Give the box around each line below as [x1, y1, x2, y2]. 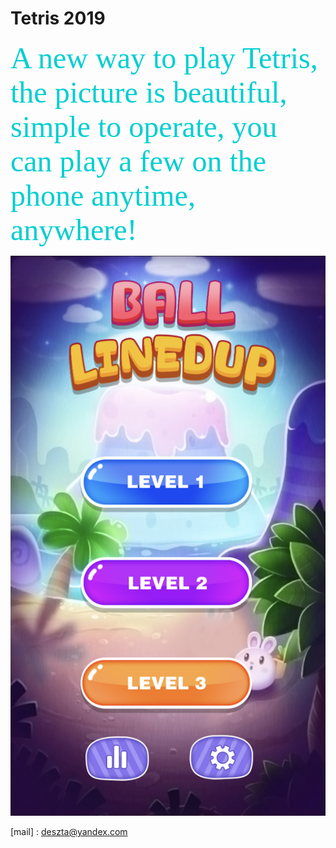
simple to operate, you [10, 109, 278, 144]
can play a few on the [10, 143, 267, 178]
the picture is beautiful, [10, 75, 288, 109]
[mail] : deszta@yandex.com [10, 825, 128, 837]
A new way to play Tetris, [10, 40, 318, 75]
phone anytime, [10, 178, 196, 212]
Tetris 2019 [10, 7, 106, 30]
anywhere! [10, 212, 138, 247]
